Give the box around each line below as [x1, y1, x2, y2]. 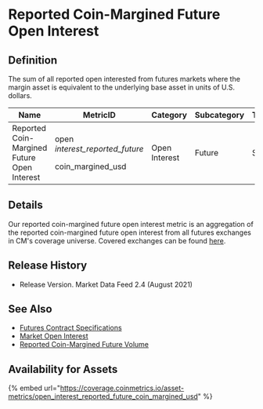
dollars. [8, 91, 33, 100]
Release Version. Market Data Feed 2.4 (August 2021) [19, 279, 193, 289]
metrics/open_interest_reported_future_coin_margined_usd [8, 392, 198, 401]
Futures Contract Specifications [19, 323, 123, 333]
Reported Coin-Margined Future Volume [19, 340, 150, 349]
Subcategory [194, 110, 245, 120]
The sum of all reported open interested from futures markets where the [8, 75, 241, 83]
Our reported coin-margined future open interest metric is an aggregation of [8, 219, 254, 228]
